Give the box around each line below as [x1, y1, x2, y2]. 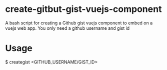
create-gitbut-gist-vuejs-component [5, 3, 162, 15]
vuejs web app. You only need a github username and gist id [5, 25, 130, 31]
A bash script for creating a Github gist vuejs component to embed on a [5, 20, 153, 26]
